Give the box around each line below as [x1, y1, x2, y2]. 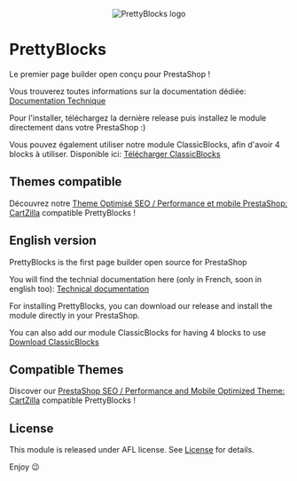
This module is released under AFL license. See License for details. [9, 445, 254, 455]
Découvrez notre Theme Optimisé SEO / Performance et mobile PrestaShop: [9, 198, 288, 209]
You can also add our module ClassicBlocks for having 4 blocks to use [9, 327, 266, 337]
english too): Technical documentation [9, 283, 150, 294]
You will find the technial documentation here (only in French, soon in [9, 273, 262, 284]
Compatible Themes [9, 362, 124, 377]
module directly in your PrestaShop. [9, 310, 140, 320]
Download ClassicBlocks [9, 336, 99, 347]
